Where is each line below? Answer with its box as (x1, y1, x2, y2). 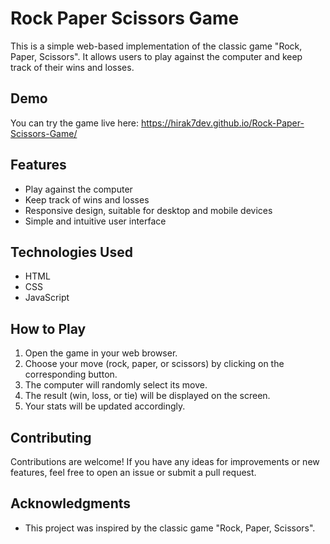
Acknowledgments (10, 495, 132, 512)
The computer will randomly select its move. (24, 379, 208, 391)
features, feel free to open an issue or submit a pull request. (10, 467, 257, 478)
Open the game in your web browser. (24, 347, 178, 359)
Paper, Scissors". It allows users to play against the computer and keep (10, 50, 303, 62)
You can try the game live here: (10, 117, 140, 129)
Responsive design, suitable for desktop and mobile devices (24, 204, 273, 216)
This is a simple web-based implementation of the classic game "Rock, (10, 40, 303, 52)
